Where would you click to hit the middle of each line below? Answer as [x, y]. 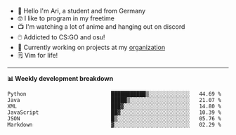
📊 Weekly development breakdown [60, 78]
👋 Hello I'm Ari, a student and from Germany [81, 11]
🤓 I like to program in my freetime [66, 18]
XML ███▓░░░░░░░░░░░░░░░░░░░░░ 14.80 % [114, 106]
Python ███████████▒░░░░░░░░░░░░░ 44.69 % [114, 94]
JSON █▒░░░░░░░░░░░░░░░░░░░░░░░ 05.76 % [114, 119]
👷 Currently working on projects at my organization [91, 47]
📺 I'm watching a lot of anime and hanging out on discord [101, 27]
